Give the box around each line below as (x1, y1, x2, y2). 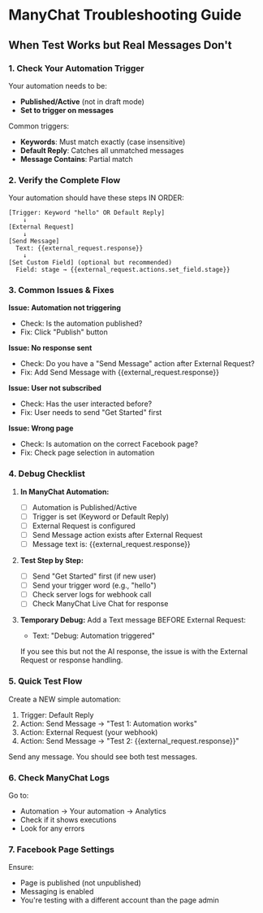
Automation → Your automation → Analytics (19, 806, 166, 815)
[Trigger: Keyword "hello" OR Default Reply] (8, 209, 165, 217)
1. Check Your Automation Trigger (8, 63, 144, 74)
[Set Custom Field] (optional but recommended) (8, 259, 173, 267)
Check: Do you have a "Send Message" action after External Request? (19, 359, 255, 369)
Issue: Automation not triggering (8, 303, 122, 312)
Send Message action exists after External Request (32, 530, 203, 539)
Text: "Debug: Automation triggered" (32, 631, 156, 640)
